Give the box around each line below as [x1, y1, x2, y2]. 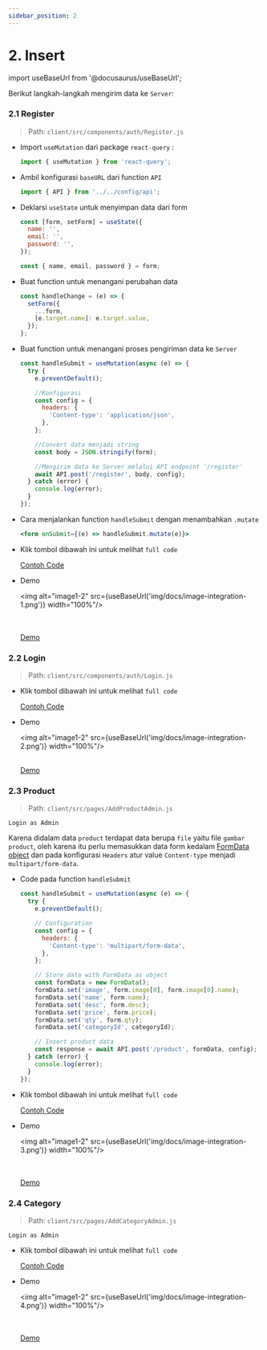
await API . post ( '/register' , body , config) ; [34, 470, 186, 478]
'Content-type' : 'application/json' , [49, 411, 175, 420]
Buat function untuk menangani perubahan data [19, 276, 178, 286]
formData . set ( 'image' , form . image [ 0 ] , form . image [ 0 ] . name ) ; [34, 986, 240, 994]
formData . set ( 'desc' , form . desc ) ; [34, 1001, 150, 1009]
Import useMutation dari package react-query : [19, 142, 175, 152]
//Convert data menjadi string [34, 441, 140, 449]
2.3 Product [8, 786, 55, 797]
